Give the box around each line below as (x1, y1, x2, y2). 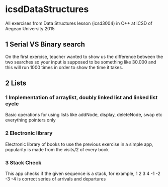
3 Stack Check (5, 159, 42, 166)
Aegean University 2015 (5, 25, 55, 31)
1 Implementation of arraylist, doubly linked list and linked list (5, 94, 158, 101)
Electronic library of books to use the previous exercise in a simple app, (5, 141, 153, 147)
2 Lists (5, 79, 27, 88)
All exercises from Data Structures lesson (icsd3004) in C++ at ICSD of (5, 20, 152, 26)
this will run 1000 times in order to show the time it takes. (5, 64, 123, 70)
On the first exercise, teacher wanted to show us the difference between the (5, 53, 163, 59)
